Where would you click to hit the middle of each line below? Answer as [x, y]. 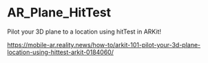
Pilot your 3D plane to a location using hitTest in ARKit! [84, 32]
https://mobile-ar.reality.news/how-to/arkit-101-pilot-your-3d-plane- [104, 45]
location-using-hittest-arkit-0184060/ [60, 52]
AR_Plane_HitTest [59, 13]
